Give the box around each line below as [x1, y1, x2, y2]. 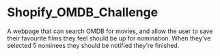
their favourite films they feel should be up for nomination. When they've [7, 34, 211, 42]
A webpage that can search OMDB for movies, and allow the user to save [7, 27, 213, 35]
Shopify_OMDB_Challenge [7, 5, 159, 20]
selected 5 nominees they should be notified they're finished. [7, 41, 180, 49]
